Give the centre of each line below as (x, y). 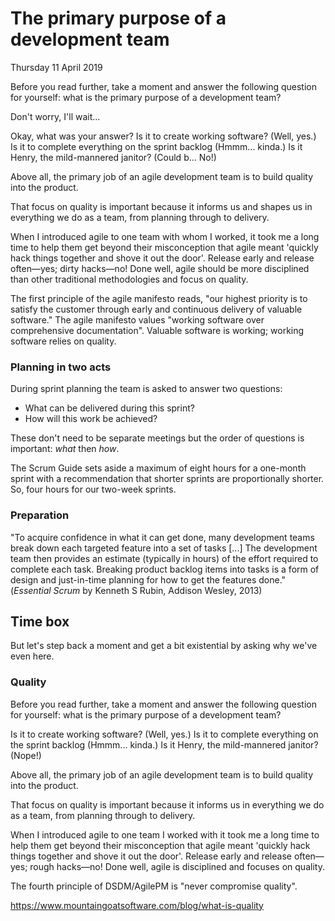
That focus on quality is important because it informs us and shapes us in (161, 206)
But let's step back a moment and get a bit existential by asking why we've (164, 646)
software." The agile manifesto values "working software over (137, 319)
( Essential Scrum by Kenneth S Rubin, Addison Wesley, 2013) (136, 590)
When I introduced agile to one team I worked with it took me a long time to (165, 834)
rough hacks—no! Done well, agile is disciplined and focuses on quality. (177, 866)
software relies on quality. (63, 341)
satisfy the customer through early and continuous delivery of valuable (156, 309)
